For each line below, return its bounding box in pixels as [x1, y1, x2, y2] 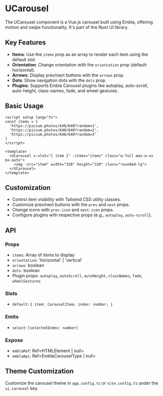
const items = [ [5, 119, 38, 124]
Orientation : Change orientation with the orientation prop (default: [12, 62, 147, 67]
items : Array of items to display [12, 252, 75, 258]
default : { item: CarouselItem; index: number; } [12, 301, 113, 307]
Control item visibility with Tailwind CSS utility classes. [12, 196, 122, 203]
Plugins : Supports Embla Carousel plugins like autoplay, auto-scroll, [12, 83, 148, 88]
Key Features [5, 39, 46, 47]
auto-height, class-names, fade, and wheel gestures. [12, 87, 119, 93]
